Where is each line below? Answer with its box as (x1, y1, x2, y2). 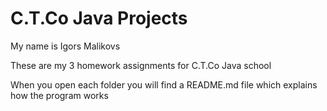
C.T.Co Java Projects (10, 7, 188, 30)
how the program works (10, 89, 109, 101)
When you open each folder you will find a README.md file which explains (10, 78, 318, 91)
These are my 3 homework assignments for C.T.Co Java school (10, 59, 272, 71)
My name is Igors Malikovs (10, 40, 121, 52)
